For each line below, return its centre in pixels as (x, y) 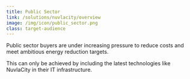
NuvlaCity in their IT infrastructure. (49, 70)
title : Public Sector (33, 12)
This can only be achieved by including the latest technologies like (88, 63)
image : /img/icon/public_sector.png (52, 23)
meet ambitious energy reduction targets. (57, 52)
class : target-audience (36, 28)
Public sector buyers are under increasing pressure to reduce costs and (95, 45)
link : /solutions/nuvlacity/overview (54, 17)
